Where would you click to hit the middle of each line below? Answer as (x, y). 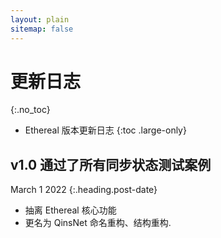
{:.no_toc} (30, 110)
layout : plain (40, 19)
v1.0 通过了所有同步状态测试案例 (111, 164)
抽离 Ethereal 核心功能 (70, 210)
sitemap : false (42, 29)
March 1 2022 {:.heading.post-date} (84, 190)
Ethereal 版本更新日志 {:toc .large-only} (105, 130)
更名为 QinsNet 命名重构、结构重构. (98, 223)
